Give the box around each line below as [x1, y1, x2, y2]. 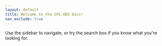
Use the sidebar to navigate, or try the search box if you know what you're [5, 30, 158, 36]
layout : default [5, 7, 39, 12]
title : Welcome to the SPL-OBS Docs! [5, 12, 83, 17]
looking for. [5, 35, 28, 41]
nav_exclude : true [5, 16, 43, 21]
